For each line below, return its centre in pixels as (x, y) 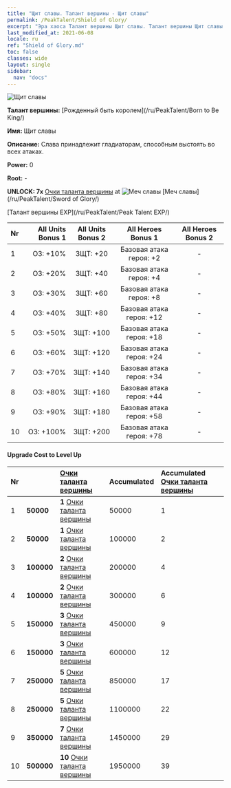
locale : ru (23, 39)
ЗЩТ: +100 (92, 333)
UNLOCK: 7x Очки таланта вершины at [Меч (92, 192)
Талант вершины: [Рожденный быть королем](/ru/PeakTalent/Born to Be (113, 110)
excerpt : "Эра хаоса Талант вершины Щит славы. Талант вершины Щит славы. (117, 26)
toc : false (23, 52)
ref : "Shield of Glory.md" (46, 45)
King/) (16, 118)
